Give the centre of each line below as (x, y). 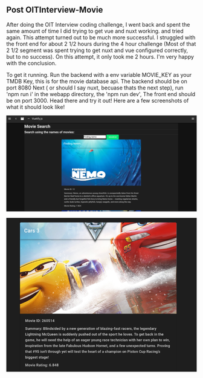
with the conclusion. (31, 63)
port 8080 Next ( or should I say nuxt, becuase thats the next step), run (95, 88)
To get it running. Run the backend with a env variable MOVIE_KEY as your (99, 74)
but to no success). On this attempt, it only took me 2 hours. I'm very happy (100, 56)
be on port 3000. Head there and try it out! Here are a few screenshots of (98, 100)
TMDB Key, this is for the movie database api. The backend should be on (97, 81)
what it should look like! (36, 107)
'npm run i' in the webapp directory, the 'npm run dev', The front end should (101, 94)
